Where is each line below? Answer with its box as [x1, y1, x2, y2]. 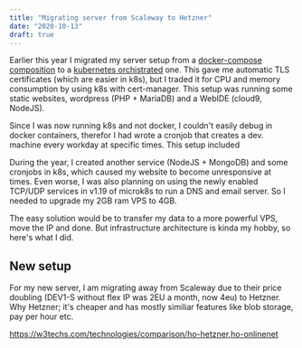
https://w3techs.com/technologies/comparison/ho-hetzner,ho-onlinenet [9, 329, 278, 340]
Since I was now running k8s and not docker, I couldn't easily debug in [9, 120, 273, 131]
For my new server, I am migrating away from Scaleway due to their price [9, 282, 282, 294]
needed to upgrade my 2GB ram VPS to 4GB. [9, 195, 178, 206]
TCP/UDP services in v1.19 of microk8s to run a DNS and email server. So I [9, 186, 287, 197]
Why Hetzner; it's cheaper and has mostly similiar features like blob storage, [9, 302, 294, 313]
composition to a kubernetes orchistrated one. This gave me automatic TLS [9, 64, 290, 75]
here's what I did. [9, 232, 74, 243]
